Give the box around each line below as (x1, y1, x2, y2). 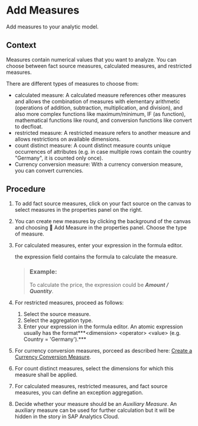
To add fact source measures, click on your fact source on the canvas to (14, 199, 191, 207)
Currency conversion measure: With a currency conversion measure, (14, 160, 183, 167)
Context (6, 40, 37, 50)
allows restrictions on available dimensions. (14, 135, 121, 143)
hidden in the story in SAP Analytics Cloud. (14, 412, 119, 420)
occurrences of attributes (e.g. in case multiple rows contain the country (14, 148, 191, 155)
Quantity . (29, 288, 54, 295)
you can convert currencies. (14, 167, 84, 174)
